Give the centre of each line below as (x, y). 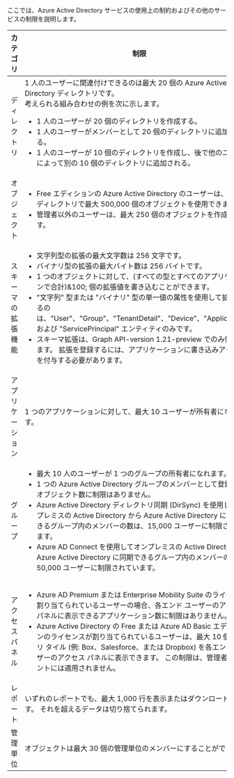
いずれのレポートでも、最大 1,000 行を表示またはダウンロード (127, 698)
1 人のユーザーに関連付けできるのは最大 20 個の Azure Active (126, 83)
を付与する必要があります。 (81, 360)
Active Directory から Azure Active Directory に (150, 515)
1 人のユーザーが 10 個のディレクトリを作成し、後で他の (130, 152)
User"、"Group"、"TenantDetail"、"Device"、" (130, 318)
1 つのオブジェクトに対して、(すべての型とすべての (120, 276)
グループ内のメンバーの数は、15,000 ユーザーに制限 (136, 526)
